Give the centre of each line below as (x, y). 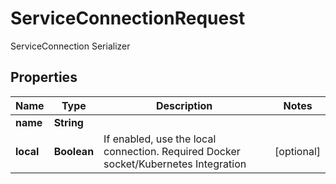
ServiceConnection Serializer (70, 46)
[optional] (297, 151)
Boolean (74, 151)
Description (184, 105)
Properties (44, 77)
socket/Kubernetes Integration (175, 164)
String (68, 122)
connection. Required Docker (172, 151)
